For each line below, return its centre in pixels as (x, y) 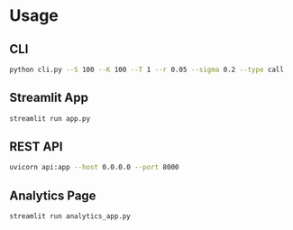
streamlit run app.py (50, 118)
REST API (36, 147)
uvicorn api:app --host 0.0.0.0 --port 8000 (94, 168)
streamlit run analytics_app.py (70, 216)
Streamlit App (49, 98)
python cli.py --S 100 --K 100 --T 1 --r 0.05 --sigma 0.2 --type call (146, 69)
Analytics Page (53, 195)
